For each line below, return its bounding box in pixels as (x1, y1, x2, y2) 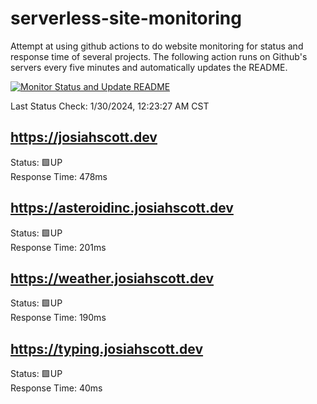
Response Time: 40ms (10, 382, 103, 394)
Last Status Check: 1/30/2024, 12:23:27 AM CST (10, 100, 210, 112)
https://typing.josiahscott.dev (10, 340, 204, 357)
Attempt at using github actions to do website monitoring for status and (10, 40, 304, 52)
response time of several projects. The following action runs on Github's (10, 50, 308, 62)
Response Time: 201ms (10, 241, 107, 253)
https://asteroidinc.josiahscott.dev (10, 200, 234, 217)
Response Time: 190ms (10, 312, 107, 324)
